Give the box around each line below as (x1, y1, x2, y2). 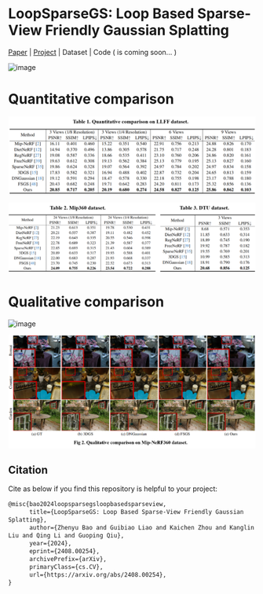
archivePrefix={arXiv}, (28, 555, 108, 563)
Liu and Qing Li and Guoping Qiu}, (8, 532, 125, 540)
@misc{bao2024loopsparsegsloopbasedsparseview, (8, 500, 167, 508)
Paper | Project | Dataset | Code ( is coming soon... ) (8, 47, 177, 57)
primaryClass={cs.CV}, (28, 563, 104, 571)
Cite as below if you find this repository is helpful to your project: (8, 484, 218, 493)
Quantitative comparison (8, 90, 174, 108)
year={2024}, (28, 540, 72, 548)
